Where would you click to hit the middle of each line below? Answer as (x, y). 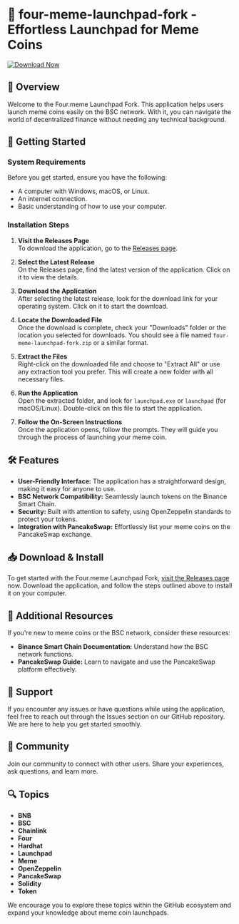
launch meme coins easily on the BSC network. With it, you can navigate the (119, 112)
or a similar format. (121, 342)
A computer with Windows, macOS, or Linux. (83, 191)
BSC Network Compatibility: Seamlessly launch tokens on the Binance (122, 496)
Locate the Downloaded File (60, 319)
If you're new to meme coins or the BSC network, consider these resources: (119, 633)
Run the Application (48, 393)
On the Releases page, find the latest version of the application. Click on (124, 269)
